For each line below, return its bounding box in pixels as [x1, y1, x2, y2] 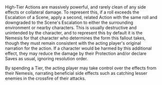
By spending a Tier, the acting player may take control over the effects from [5, 65, 157, 71]
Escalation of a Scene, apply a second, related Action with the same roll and [5, 15, 158, 20]
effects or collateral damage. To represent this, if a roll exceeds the [5, 9, 140, 15]
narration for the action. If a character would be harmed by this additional [5, 46, 152, 51]
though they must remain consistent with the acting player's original [5, 40, 141, 46]
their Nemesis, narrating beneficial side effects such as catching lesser [5, 70, 147, 76]
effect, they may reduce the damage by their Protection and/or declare [5, 51, 147, 56]
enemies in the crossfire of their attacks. [5, 75, 86, 81]
